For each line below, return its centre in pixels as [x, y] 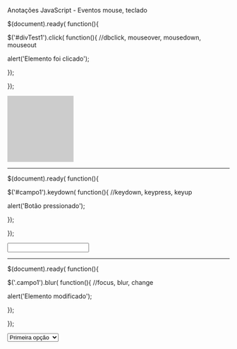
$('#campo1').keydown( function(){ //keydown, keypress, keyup [100, 192]
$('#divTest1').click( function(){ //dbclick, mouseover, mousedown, [104, 37]
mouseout [22, 45]
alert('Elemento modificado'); [50, 296]
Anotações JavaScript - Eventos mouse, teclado [78, 10]
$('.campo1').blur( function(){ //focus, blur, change [80, 282]
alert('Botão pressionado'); [46, 206]
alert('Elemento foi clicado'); [48, 59]
